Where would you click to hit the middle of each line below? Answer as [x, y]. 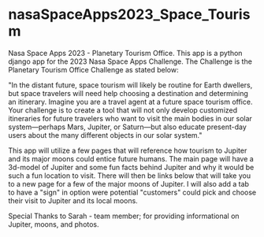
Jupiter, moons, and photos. [54, 224]
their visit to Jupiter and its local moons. [73, 200]
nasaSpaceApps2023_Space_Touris [129, 15]
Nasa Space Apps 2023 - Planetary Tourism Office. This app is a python [125, 53]
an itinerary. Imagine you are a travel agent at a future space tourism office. [130, 102]
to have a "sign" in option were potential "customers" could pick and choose [132, 192]
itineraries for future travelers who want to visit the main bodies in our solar [130, 118]
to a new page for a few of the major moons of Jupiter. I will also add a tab [129, 183]
